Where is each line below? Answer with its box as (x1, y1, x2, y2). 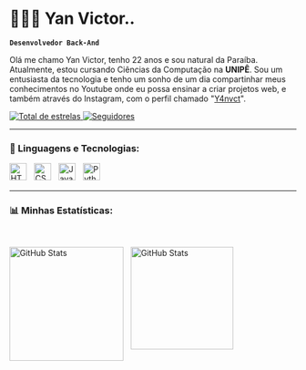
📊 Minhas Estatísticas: (9, 204, 114, 217)
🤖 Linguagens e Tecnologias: (9, 141, 140, 154)
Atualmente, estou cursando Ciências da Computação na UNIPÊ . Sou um (9, 64, 283, 75)
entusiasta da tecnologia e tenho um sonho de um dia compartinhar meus (9, 73, 287, 85)
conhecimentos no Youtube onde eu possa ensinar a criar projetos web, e (9, 83, 287, 94)
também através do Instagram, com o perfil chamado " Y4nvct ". (9, 93, 246, 104)
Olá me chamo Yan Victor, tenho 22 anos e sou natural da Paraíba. (9, 54, 259, 65)
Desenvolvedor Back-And (9, 38, 100, 47)
